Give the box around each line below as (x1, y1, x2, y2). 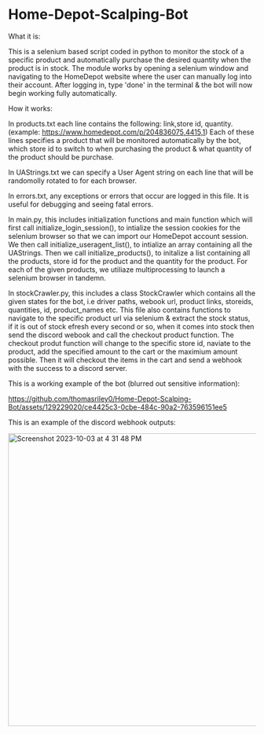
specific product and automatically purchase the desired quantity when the (8, 55, 251, 64)
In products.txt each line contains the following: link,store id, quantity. (8, 119, 233, 128)
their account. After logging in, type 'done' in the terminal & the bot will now (8, 80, 253, 90)
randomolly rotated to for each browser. (8, 175, 137, 185)
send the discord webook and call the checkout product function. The (8, 330, 234, 339)
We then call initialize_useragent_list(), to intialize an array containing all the (8, 240, 253, 249)
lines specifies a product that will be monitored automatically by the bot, (8, 135, 241, 145)
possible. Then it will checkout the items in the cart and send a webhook (8, 355, 242, 365)
